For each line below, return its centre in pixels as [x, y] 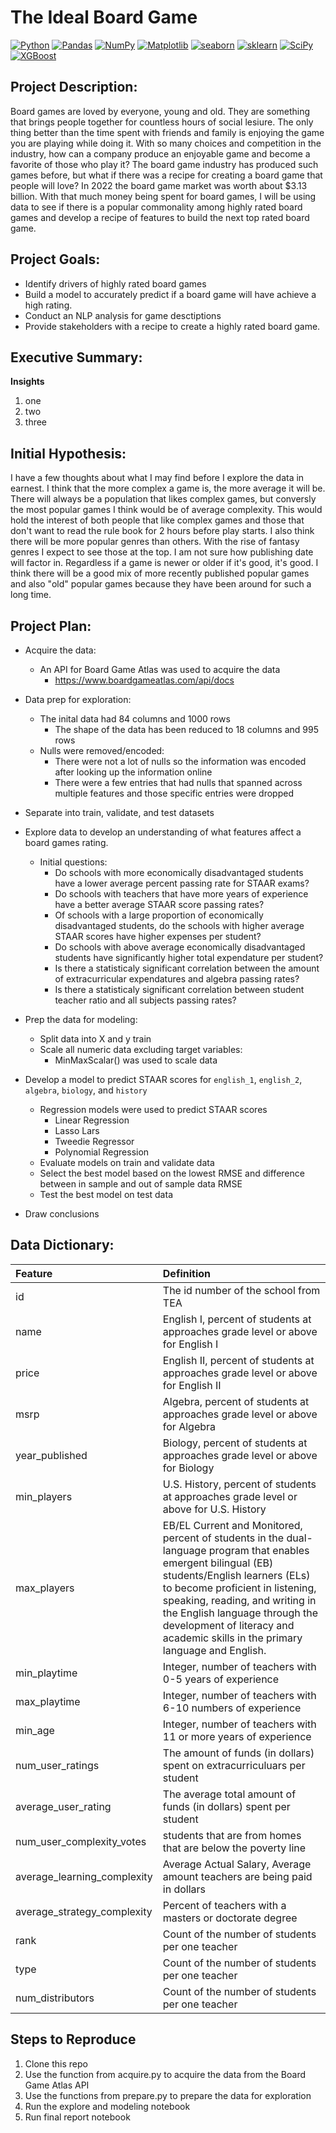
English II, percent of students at [238, 1360]
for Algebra [189, 1426]
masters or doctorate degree [230, 1918]
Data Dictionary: [62, 1245]
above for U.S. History [214, 1509]
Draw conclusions [62, 1214]
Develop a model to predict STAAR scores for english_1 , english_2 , [163, 1079]
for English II [192, 1385]
